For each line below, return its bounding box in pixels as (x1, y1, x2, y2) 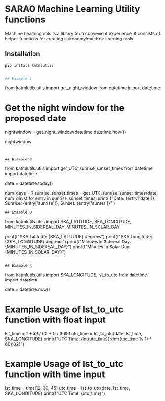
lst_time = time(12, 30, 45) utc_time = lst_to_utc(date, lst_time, (5, 385, 130, 391)
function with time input (5, 369, 105, 380)
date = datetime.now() (5, 286, 50, 292)
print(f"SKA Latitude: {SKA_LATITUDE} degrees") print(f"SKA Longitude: (5, 233, 153, 239)
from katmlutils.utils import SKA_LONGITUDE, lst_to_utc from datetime (5, 272, 147, 278)
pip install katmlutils (5, 63, 54, 68)
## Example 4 (5, 263, 32, 268)
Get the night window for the (5, 102, 125, 113)
